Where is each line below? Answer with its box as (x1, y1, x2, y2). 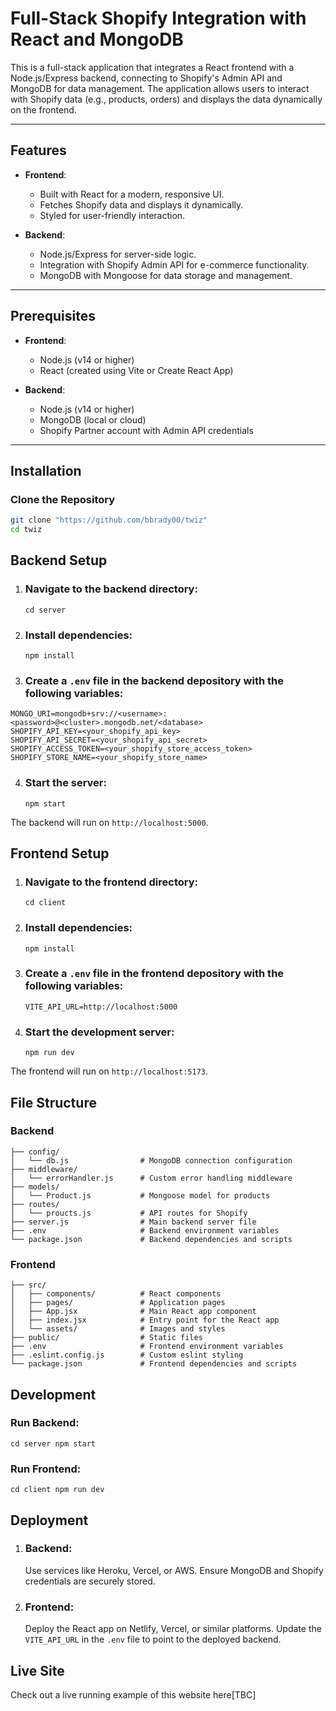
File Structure (10, 1094, 97, 1111)
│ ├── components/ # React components (10, 1289, 222, 1299)
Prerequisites (10, 308, 96, 325)
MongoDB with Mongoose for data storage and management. (39, 269, 293, 281)
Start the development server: (24, 1025, 175, 1039)
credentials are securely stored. (24, 1575, 156, 1587)
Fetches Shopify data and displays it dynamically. (39, 198, 244, 211)
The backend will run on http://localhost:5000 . (10, 816, 209, 828)
